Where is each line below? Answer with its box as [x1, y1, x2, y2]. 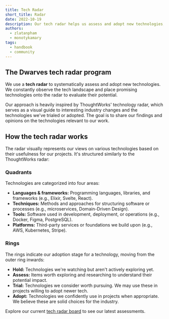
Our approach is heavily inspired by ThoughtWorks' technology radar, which [5, 101, 163, 108]
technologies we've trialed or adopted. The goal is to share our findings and [5, 113, 162, 119]
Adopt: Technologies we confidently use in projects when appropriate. [12, 293, 159, 299]
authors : [5, 26, 24, 31]
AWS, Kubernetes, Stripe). [12, 227, 67, 234]
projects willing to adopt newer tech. [12, 287, 89, 294]
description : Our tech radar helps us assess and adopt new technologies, [5, 21, 165, 27]
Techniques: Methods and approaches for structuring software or [12, 200, 150, 206]
